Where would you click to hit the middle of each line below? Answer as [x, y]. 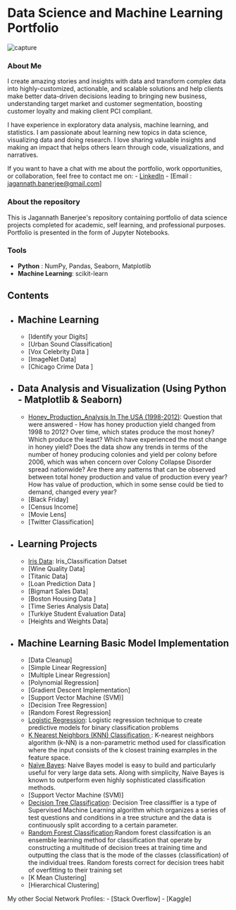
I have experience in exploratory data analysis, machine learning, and [108, 125]
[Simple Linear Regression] [67, 668]
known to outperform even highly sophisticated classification [117, 780]
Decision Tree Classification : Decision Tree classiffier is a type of [122, 803]
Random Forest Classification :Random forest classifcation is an [119, 833]
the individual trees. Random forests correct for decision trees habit [126, 863]
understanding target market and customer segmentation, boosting [105, 104]
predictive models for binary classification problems [104, 728]
